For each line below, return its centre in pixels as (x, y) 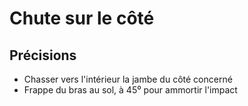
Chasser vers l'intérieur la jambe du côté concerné (128, 79)
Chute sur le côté (82, 18)
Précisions (43, 55)
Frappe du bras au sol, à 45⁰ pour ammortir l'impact (130, 90)
